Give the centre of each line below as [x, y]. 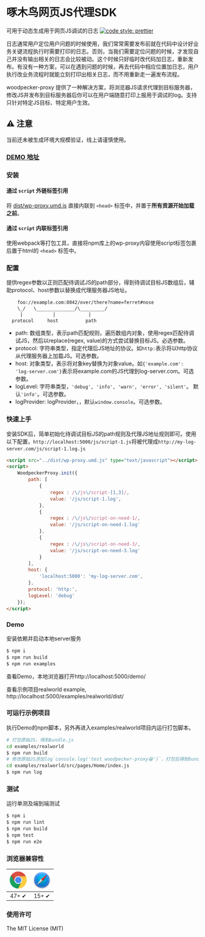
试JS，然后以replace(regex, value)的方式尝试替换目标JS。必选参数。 [102, 341]
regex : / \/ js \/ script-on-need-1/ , [95, 518]
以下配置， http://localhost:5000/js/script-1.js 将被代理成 [82, 441]
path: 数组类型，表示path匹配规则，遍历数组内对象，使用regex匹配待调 [104, 333]
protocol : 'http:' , [53, 589]
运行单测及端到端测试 [33, 804]
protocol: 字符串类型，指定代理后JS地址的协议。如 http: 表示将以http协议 [106, 348]
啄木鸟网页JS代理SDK [62, 13]
